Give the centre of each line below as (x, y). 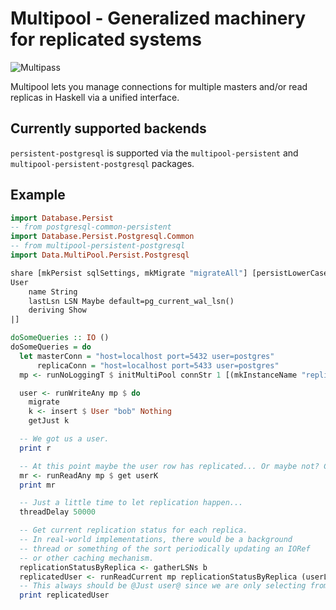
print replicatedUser (64, 595)
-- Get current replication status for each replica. (133, 530)
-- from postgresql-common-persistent (91, 227)
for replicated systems (106, 39)
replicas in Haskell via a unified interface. (95, 97)
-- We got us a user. (64, 439)
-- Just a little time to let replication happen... (131, 503)
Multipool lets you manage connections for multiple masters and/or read (159, 86)
